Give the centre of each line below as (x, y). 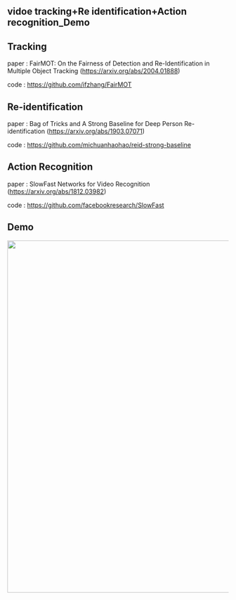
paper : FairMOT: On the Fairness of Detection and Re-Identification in (109, 63)
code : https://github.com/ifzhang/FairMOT (70, 85)
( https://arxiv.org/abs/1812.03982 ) (57, 191)
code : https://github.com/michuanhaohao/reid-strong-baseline (99, 145)
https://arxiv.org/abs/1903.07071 (96, 131)
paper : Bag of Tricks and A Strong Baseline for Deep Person (95, 124)
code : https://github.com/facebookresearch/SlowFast (86, 205)
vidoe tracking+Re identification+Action (97, 12)
